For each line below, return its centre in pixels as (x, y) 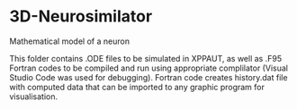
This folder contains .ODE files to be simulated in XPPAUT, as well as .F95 (145, 58)
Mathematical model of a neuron (70, 41)
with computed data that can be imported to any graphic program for (137, 87)
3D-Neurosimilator (81, 17)
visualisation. (34, 96)
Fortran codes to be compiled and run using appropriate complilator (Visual (148, 68)
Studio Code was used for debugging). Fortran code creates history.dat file (148, 77)
